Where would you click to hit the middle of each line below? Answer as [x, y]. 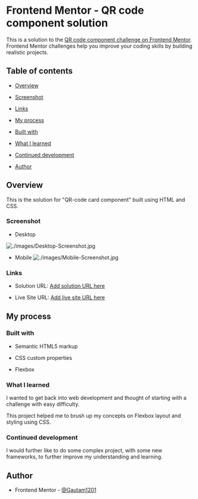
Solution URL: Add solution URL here [60, 286]
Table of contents [39, 71]
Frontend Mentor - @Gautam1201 [55, 490]
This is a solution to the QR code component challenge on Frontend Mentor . [99, 39]
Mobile [23, 257]
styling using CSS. [29, 422]
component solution [57, 23]
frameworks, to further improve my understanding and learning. [84, 457]
